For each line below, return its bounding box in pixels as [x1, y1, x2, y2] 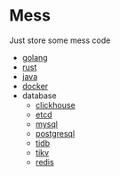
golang [21, 52, 48, 63]
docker [21, 80, 49, 91]
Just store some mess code [9, 35, 111, 46]
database [21, 90, 57, 101]
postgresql [35, 128, 76, 138]
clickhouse [35, 99, 76, 110]
